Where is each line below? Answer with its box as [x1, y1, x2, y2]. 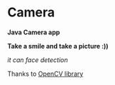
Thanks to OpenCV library [7, 69, 84, 78]
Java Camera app [7, 28, 60, 36]
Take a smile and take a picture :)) [7, 41, 109, 50]
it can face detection [7, 55, 68, 64]
